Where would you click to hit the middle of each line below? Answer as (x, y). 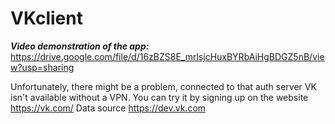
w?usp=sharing (42, 67)
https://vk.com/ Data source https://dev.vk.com (108, 108)
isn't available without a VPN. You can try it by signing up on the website (159, 97)
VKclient (46, 18)
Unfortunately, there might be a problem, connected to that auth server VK (163, 86)
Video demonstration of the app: (80, 46)
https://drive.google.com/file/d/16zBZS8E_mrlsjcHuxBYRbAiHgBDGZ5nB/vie (167, 56)
